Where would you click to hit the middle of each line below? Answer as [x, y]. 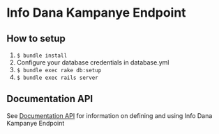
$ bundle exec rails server [57, 78]
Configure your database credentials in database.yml [93, 62]
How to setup [36, 39]
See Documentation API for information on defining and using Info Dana [109, 115]
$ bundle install [42, 56]
